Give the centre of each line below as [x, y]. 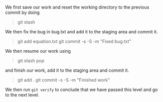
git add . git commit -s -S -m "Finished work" [64, 80]
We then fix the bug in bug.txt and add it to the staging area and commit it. [81, 32]
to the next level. [22, 95]
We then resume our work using [38, 51]
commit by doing [22, 12]
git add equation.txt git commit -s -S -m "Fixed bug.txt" [74, 41]
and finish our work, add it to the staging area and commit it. [67, 70]
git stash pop [31, 61]
